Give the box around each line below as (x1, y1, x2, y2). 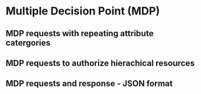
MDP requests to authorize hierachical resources (5, 58, 195, 68)
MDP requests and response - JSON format (5, 78, 173, 89)
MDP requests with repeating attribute (5, 28, 154, 39)
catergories (5, 37, 51, 48)
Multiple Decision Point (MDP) (5, 4, 160, 18)
